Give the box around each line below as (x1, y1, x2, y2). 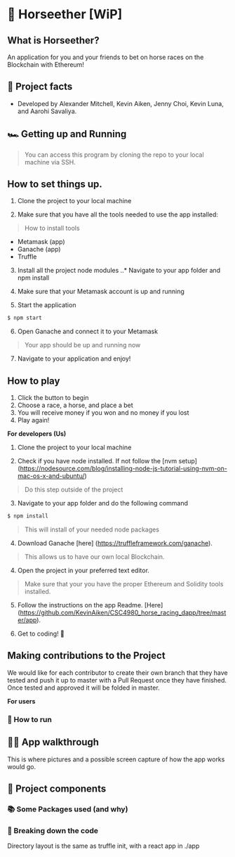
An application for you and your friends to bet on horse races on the (7, 53, 204, 61)
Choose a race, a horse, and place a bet (17, 401, 133, 410)
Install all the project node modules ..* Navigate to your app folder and (17, 266, 221, 275)
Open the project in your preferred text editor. (17, 566, 149, 574)
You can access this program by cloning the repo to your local (24, 150, 205, 159)
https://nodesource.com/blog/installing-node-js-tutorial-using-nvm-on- (20, 464, 228, 473)
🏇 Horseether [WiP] (7, 6, 123, 22)
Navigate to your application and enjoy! (17, 354, 131, 363)
